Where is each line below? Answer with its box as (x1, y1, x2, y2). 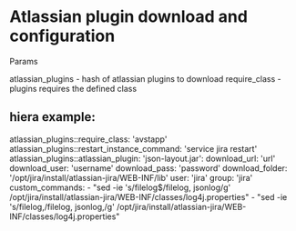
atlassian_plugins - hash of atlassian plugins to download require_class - (9, 73, 281, 84)
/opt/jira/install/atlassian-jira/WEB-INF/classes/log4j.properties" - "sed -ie (9, 191, 288, 202)
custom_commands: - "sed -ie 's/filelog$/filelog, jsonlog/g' (9, 182, 231, 193)
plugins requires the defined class (9, 83, 138, 94)
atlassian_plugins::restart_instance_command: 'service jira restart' (9, 143, 258, 154)
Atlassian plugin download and (9, 6, 249, 27)
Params (9, 55, 38, 66)
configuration (9, 25, 116, 46)
